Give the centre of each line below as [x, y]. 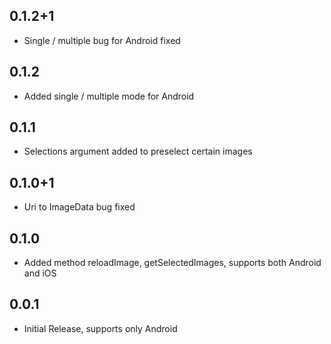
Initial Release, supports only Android [100, 328]
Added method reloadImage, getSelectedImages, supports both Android [172, 263]
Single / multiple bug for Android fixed [102, 40]
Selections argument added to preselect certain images [138, 151]
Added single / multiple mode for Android [109, 96]
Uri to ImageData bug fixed [79, 207]
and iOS [40, 273]
